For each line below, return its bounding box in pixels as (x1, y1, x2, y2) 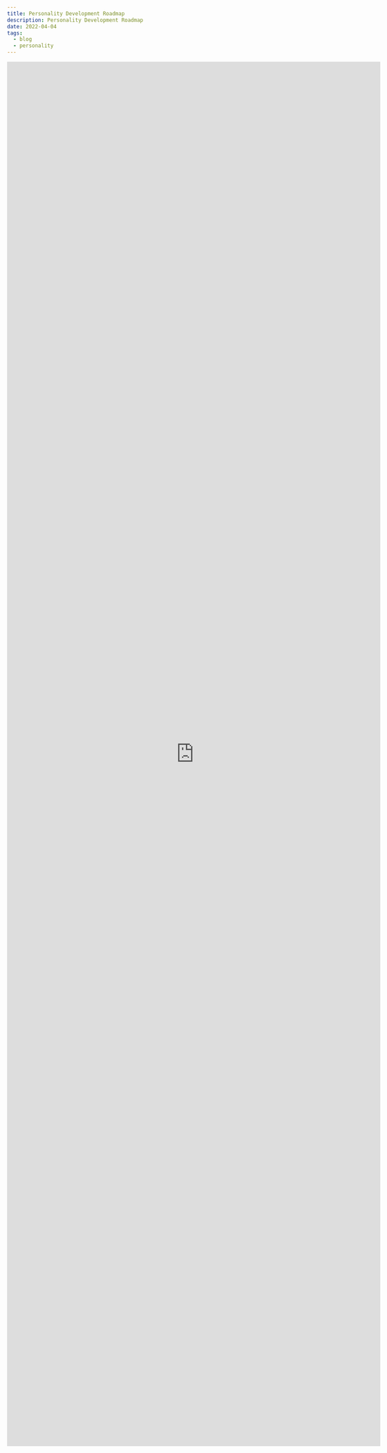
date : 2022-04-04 (7, 23, 57, 30)
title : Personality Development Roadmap (7, 10, 125, 17)
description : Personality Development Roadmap (7, 17, 144, 24)
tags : (7, 29, 23, 37)
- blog (13, 36, 32, 43)
